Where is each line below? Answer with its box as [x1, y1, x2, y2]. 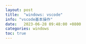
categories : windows [5, 26, 50, 31]
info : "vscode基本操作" [5, 17, 53, 22]
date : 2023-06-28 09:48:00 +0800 [5, 21, 81, 27]
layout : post [5, 7, 33, 13]
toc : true [5, 31, 27, 36]
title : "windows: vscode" [5, 12, 63, 17]
